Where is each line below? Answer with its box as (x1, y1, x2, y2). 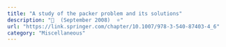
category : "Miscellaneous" (7, 29, 86, 37)
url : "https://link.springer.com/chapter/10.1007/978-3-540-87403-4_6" (7, 23, 220, 30)
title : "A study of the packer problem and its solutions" (7, 10, 183, 17)
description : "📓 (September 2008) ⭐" (7, 17, 124, 23)
